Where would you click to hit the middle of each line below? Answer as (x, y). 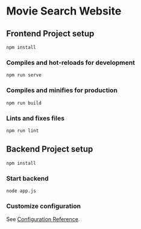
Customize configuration (44, 206)
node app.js (21, 191)
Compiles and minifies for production (62, 90)
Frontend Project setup (50, 34)
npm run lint (23, 131)
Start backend (28, 178)
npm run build (24, 103)
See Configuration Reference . (43, 219)
